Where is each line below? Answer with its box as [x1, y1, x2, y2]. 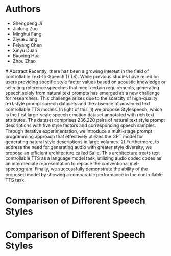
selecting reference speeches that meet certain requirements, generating [5, 84, 160, 90]
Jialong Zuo [12, 25, 38, 31]
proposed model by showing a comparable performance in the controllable [5, 171, 163, 177]
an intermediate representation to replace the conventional [5, 160, 129, 166]
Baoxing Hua [12, 52, 40, 59]
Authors [5, 3, 41, 15]
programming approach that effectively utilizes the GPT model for [5, 133, 143, 139]
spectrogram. [5, 166, 34, 172]
